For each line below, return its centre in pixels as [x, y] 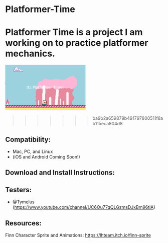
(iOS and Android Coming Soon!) [46, 156]
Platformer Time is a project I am [74, 32]
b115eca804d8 [108, 124]
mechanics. [30, 54]
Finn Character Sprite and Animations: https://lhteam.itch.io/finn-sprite [78, 235]
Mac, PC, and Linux [33, 151]
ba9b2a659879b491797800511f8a [128, 118]
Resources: [23, 223]
